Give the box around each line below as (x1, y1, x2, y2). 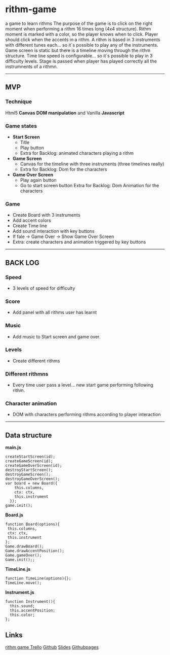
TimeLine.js (5, 566, 31, 572)
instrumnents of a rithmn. (5, 63, 58, 70)
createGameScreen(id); (5, 459, 53, 464)
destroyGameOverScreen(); (5, 476, 60, 481)
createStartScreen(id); (5, 454, 56, 460)
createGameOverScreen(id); (5, 463, 62, 468)
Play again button (20, 177, 57, 183)
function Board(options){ (5, 522, 60, 527)
